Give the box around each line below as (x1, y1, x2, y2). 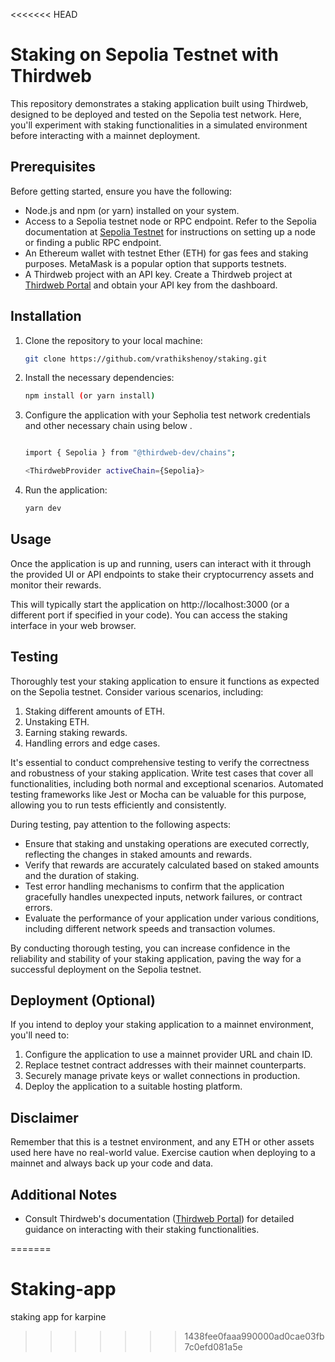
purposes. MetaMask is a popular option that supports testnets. (24, 257, 287, 269)
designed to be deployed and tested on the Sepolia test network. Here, (10, 108, 302, 120)
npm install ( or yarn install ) (24, 391, 156, 401)
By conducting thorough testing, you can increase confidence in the (10, 942, 291, 954)
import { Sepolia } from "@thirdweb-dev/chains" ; (24, 448, 237, 458)
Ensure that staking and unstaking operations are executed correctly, (24, 837, 310, 849)
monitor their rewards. (10, 579, 102, 591)
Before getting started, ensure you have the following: (10, 185, 233, 197)
